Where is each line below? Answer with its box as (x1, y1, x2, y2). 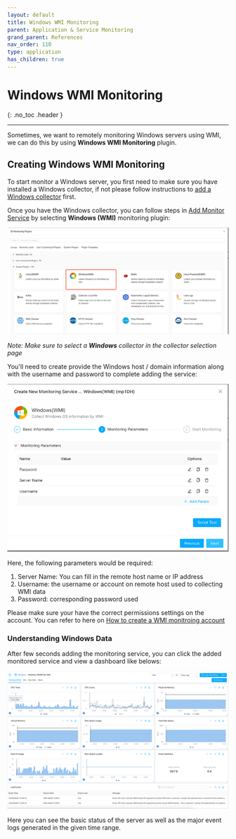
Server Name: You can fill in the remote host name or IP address (17, 572, 204, 580)
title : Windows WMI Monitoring (7, 18, 99, 26)
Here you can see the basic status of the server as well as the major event (7, 816, 222, 824)
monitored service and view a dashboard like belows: (7, 657, 162, 666)
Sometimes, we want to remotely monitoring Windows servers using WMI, (7, 130, 221, 139)
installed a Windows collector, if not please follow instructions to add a (7, 185, 211, 193)
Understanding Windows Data (7, 633, 112, 643)
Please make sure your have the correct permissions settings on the (7, 608, 204, 616)
